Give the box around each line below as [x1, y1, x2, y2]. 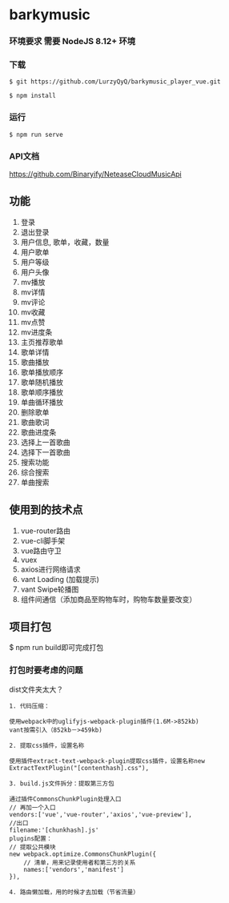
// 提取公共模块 [9, 843, 56, 851]
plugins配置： [9, 834, 53, 842]
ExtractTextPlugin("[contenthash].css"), [9, 764, 150, 772]
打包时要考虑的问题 [9, 664, 83, 676]
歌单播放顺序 [20, 367, 63, 377]
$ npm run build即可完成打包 [9, 643, 103, 652]
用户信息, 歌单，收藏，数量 [20, 237, 110, 247]
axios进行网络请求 [20, 564, 81, 574]
